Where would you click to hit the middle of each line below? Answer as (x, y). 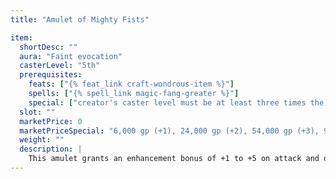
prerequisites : (51, 75)
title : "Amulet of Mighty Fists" (80, 19)
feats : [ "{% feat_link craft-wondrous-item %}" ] (131, 84)
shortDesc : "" (48, 47)
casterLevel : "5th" (60, 66)
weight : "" (42, 140)
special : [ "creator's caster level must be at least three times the (176, 102)
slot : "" (37, 112)
